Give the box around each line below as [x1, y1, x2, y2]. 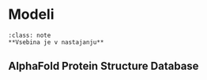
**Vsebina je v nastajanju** [8, 38, 104, 46]
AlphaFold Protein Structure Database [8, 60, 199, 73]
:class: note [8, 31, 51, 39]
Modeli [8, 5, 55, 24]
